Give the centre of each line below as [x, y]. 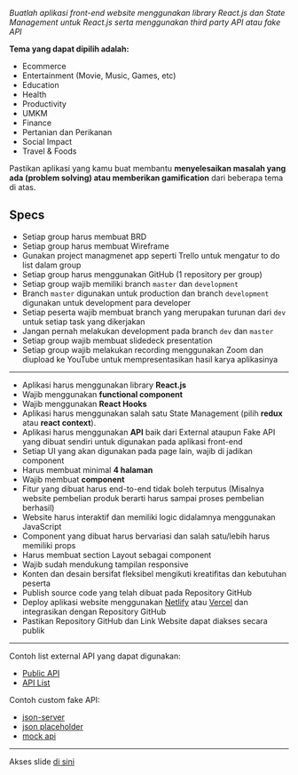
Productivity [44, 104]
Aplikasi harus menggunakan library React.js [104, 385]
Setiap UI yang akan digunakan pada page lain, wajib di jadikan [137, 451]
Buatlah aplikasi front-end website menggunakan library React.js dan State [147, 13]
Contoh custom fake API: [55, 699]
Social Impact [47, 142]
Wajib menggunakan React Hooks [84, 403]
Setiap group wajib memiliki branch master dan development [130, 284]
